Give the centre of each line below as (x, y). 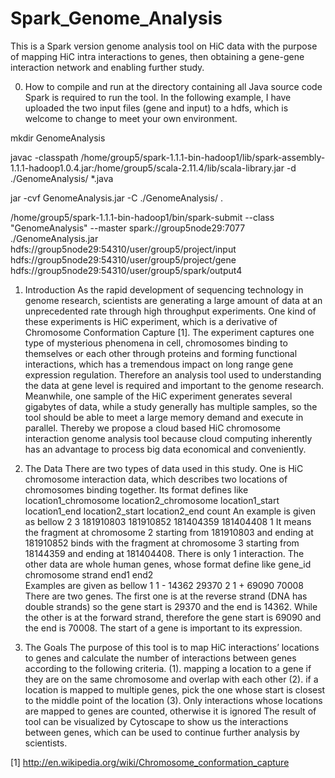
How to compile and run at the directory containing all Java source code (173, 86)
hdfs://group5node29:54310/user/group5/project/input (123, 249)
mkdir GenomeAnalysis (58, 138)
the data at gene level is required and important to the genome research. (174, 385)
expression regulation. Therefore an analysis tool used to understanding (173, 374)
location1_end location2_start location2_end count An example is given (170, 511)
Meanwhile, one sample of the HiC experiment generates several (158, 396)
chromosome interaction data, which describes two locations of (156, 479)
